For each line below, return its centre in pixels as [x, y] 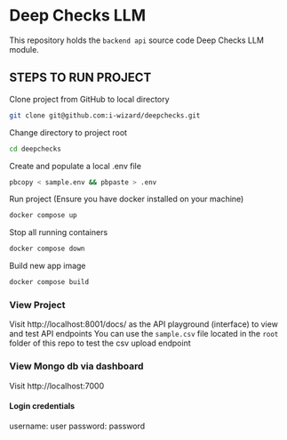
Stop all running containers [59, 232]
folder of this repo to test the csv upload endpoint [100, 343]
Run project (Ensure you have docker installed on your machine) [127, 199]
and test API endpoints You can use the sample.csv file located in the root [144, 334]
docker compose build [49, 282]
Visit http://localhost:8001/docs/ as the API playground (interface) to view [143, 324]
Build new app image [48, 266]
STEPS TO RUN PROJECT [80, 78]
